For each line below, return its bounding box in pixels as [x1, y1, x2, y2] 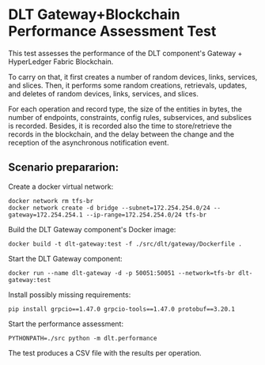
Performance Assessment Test [8, 22, 217, 40]
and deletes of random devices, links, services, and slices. [8, 88, 199, 98]
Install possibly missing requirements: [8, 290, 131, 299]
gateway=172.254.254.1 [8, 211, 83, 219]
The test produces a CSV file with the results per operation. [8, 348, 202, 357]
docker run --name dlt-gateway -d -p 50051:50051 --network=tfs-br [8, 269, 236, 277]
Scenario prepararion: [8, 160, 119, 175]
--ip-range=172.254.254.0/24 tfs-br [85, 211, 207, 219]
